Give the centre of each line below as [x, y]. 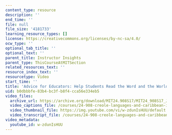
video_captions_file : [33, 106]
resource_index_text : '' [32, 72]
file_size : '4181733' [28, 29]
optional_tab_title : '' [31, 48]
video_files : [19, 96]
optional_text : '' [25, 53]
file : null [17, 24]
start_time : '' [21, 82]
